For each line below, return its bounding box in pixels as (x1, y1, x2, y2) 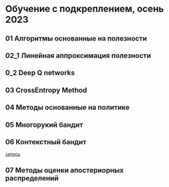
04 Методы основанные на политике (5, 103, 130, 112)
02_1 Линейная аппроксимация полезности (5, 51, 151, 60)
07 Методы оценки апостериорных (5, 166, 124, 174)
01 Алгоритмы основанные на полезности (5, 34, 147, 43)
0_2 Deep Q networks (5, 69, 75, 77)
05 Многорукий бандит (5, 120, 83, 129)
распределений (5, 174, 59, 182)
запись (5, 151, 21, 158)
